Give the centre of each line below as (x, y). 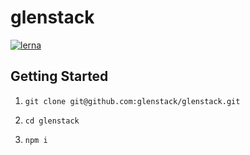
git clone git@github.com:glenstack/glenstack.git (132, 101)
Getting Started (59, 76)
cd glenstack (52, 121)
